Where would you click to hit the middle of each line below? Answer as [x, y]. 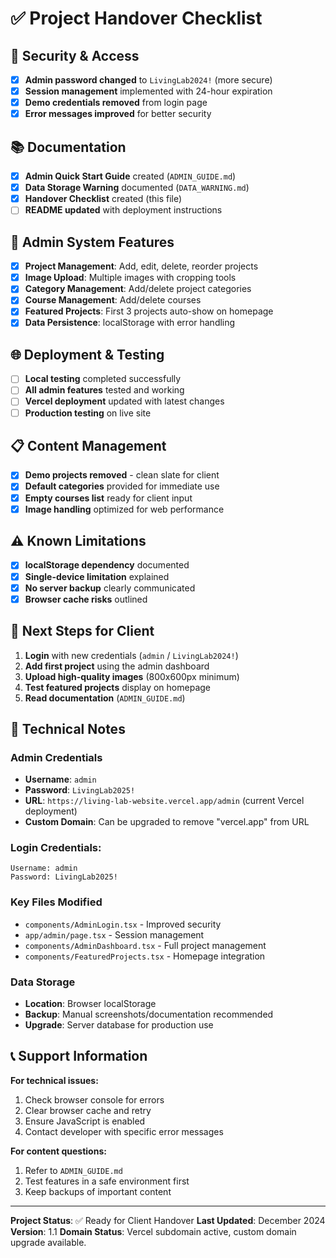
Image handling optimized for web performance [124, 509]
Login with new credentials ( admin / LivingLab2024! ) [131, 655]
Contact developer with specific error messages [124, 1131]
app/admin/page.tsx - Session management [114, 934]
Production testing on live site [88, 413]
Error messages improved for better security [118, 114]
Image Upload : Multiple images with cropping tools [130, 278]
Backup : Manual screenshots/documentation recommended [149, 1014]
